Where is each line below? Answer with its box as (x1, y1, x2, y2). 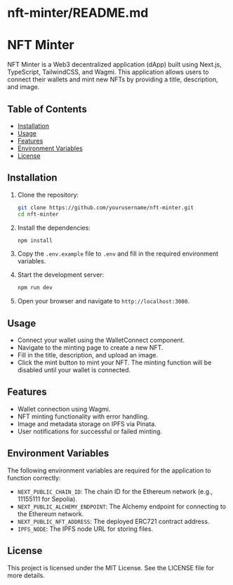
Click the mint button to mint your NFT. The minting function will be (17, 358, 212, 367)
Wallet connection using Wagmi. (17, 405, 111, 413)
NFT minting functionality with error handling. (17, 412, 149, 421)
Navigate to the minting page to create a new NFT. (17, 343, 164, 352)
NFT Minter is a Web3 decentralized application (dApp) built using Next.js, (7, 60, 222, 69)
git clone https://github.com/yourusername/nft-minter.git (17, 204, 194, 211)
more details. (7, 571, 46, 579)
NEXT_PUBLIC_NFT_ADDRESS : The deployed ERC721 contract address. (17, 517, 210, 525)
